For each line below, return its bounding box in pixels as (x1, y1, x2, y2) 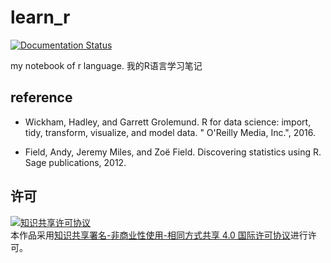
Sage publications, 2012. (24, 156, 127, 168)
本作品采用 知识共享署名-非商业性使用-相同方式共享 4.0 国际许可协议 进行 (10, 229, 308, 241)
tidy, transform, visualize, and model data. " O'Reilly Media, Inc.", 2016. (24, 126, 316, 138)
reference (10, 89, 73, 106)
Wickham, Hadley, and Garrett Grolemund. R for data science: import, (24, 116, 312, 128)
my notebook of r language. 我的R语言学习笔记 (10, 59, 203, 71)
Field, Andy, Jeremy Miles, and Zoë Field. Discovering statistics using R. (24, 146, 322, 158)
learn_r (10, 6, 71, 29)
